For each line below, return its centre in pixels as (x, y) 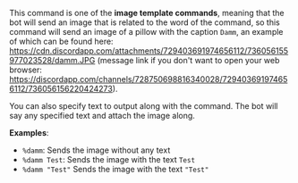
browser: (26, 70)
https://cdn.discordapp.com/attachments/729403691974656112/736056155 (149, 51)
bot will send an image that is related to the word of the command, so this (145, 22)
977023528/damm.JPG (52, 60)
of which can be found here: (61, 41)
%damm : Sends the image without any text (96, 150)
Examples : (29, 133)
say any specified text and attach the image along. (102, 116)
